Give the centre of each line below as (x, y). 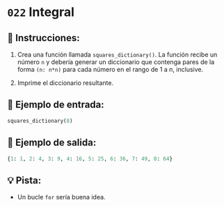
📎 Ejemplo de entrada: (56, 105)
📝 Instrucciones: (43, 38)
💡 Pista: (24, 180)
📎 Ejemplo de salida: (52, 143)
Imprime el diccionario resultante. (65, 83)
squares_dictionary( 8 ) (40, 121)
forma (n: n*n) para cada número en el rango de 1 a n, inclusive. (110, 69)
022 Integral (41, 12)
